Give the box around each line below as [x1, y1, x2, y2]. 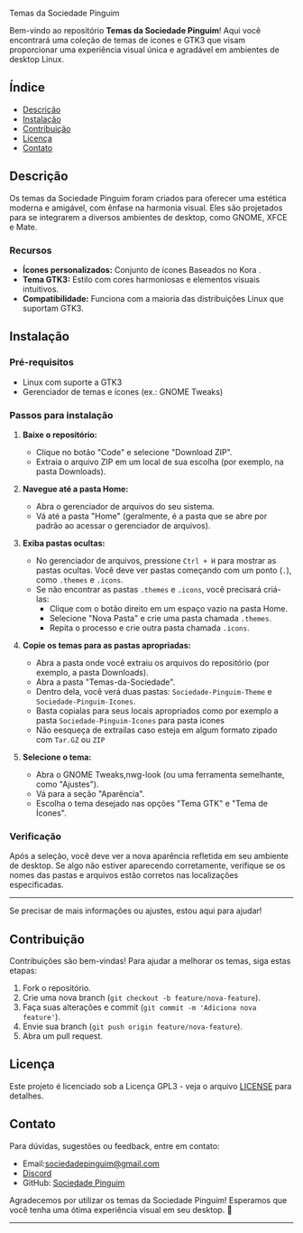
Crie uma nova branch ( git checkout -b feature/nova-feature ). [22, 993, 262, 1004]
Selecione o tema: [22, 752, 92, 762]
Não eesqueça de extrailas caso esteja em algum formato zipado [35, 724, 278, 735]
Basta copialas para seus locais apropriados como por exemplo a [35, 705, 279, 716]
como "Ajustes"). [35, 779, 99, 789]
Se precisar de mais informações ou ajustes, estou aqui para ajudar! [9, 905, 262, 916]
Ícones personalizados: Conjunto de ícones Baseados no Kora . [22, 264, 262, 275]
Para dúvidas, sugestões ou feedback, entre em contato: [9, 1140, 220, 1151]
